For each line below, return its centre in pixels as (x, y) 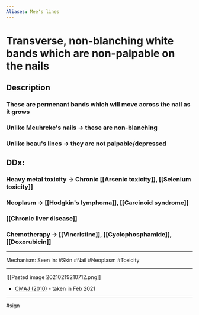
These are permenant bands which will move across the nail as (98, 105)
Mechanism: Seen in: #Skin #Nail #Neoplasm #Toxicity (73, 260)
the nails (28, 66)
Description (28, 88)
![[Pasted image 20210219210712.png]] (54, 277)
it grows (18, 112)
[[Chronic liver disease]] (42, 219)
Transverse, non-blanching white (90, 40)
